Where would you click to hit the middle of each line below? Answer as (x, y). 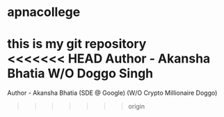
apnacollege (44, 12)
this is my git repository (77, 44)
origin (137, 107)
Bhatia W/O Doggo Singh (80, 73)
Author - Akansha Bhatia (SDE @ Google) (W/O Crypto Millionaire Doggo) (112, 93)
